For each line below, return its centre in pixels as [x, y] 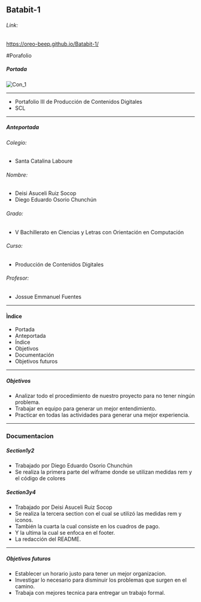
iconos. [24, 520]
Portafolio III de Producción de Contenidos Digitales [78, 101]
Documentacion [30, 436]
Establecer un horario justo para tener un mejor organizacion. [90, 573]
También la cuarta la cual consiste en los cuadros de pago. [87, 526]
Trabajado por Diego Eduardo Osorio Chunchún [74, 466]
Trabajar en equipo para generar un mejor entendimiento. [86, 409]
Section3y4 [21, 492]
